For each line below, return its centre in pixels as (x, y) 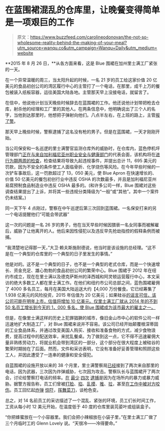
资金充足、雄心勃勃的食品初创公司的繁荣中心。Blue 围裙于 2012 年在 (83, 270)
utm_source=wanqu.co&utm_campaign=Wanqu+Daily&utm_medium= (87, 48)
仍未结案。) (16, 197)
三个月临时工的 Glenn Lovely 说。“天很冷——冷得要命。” (61, 423)
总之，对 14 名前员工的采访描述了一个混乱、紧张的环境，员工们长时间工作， (82, 400)
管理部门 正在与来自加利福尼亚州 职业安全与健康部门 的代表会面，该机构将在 (80, 154)
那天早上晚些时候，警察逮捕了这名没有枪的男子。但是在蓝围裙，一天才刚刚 (80, 132)
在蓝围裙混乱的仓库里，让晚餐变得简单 (83, 10)
